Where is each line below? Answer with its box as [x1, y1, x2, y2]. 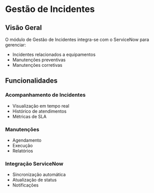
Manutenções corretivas [12, 62, 63, 68]
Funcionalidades [5, 76, 58, 85]
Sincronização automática [12, 172, 66, 178]
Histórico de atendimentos [12, 108, 67, 114]
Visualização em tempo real [12, 103, 70, 109]
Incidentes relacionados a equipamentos [12, 51, 96, 57]
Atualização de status [12, 177, 57, 183]
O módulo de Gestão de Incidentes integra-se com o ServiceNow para [5, 36, 150, 42]
